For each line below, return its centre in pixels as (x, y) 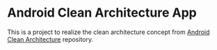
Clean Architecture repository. (50, 39)
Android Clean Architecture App (102, 13)
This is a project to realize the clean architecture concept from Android (108, 32)
